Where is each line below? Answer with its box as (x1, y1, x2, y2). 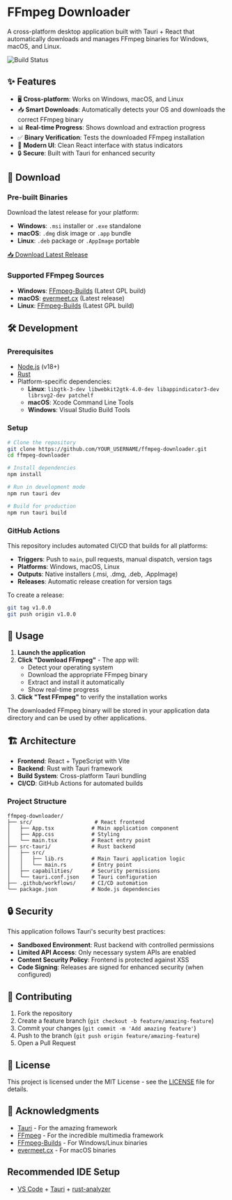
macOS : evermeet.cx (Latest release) (17, 294, 125, 302)
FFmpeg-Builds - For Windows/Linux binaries (17, 1138, 148, 1147)
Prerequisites (7, 347, 54, 356)
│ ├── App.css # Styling (7, 830, 120, 837)
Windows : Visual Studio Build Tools (27, 406, 130, 414)
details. (7, 1085, 29, 1093)
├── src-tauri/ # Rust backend (7, 843, 136, 850)
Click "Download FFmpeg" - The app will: (17, 656, 139, 664)
